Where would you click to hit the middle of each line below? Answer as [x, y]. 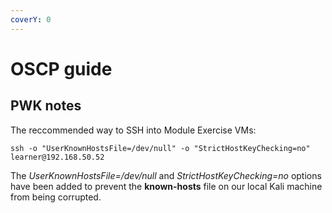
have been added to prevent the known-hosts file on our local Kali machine [166, 186]
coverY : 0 [31, 19]
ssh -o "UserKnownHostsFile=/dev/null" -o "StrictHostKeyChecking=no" [160, 148]
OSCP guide [61, 68]
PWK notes [46, 106]
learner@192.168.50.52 [57, 157]
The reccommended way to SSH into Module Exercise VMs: [133, 130]
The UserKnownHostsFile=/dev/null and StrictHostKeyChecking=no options [166, 175]
